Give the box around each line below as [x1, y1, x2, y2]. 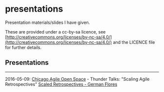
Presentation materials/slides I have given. [5, 19, 90, 25]
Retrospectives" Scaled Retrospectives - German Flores [5, 81, 118, 87]
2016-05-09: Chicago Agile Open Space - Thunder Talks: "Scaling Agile [5, 76, 150, 82]
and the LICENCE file [113, 39, 155, 45]
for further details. [5, 44, 41, 50]
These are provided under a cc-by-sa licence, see [5, 29, 106, 35]
